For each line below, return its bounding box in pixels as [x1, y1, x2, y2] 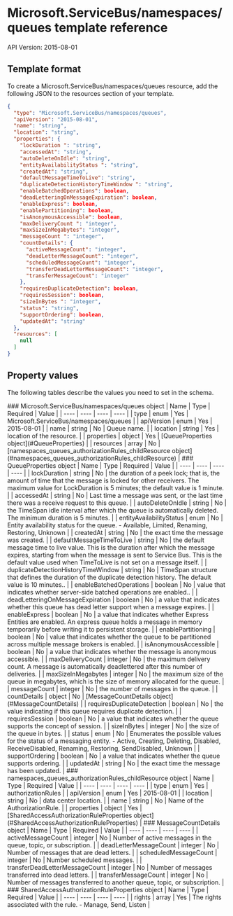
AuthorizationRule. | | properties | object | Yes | [7, 803, 142, 812]
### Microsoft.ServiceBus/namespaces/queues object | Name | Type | [7, 401, 211, 410]
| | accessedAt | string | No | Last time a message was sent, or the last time [7, 491, 223, 499]
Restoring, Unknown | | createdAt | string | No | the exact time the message [7, 528, 223, 536]
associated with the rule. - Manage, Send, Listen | [7, 900, 150, 908]
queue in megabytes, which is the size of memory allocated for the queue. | [7, 677, 225, 686]
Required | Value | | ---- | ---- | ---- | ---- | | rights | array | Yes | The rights [7, 893, 222, 901]
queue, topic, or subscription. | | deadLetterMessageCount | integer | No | [7, 840, 220, 849]
